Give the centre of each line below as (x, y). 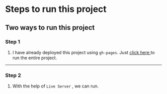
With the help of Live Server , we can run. (55, 86)
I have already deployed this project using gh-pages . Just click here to (83, 52)
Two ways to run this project (50, 28)
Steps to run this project (56, 9)
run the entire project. (35, 58)
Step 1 (13, 42)
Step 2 (13, 75)
